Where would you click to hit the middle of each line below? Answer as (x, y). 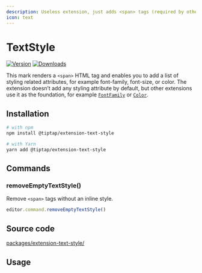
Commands (29, 168)
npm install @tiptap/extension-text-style (60, 133)
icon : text (20, 17)
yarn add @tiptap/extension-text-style (56, 149)
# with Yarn (21, 144)
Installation (28, 114)
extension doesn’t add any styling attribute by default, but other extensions (99, 89)
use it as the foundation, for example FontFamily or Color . (77, 95)
